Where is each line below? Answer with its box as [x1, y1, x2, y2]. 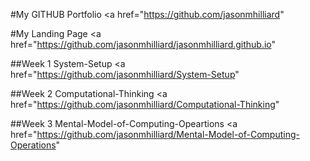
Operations [10, 139, 57, 151]
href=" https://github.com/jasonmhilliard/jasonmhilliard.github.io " [10, 39, 277, 50]
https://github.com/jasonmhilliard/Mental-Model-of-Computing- [36, 129, 300, 140]
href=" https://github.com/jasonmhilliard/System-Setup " [10, 69, 240, 80]
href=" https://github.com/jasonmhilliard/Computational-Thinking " [10, 99, 280, 110]
